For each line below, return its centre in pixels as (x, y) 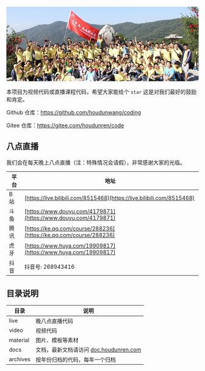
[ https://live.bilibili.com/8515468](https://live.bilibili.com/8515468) (110, 198)
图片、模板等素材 (57, 340)
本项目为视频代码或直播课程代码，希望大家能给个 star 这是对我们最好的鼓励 (102, 92)
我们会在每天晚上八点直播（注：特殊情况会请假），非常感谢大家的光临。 (96, 162)
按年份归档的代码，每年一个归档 (76, 359)
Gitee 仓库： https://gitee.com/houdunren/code (65, 125)
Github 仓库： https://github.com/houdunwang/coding (74, 112)
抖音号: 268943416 (49, 266)
